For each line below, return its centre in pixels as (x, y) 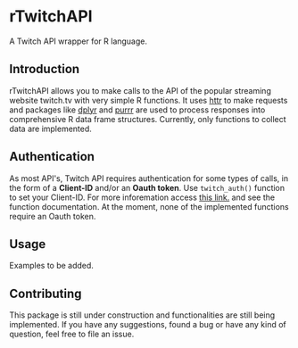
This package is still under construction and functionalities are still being (142, 315)
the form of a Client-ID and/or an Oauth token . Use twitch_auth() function (147, 187)
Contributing (46, 293)
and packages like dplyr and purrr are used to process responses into (137, 110)
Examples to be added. (51, 266)
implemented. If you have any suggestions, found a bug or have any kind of (148, 325)
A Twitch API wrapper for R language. (79, 41)
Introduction (45, 69)
